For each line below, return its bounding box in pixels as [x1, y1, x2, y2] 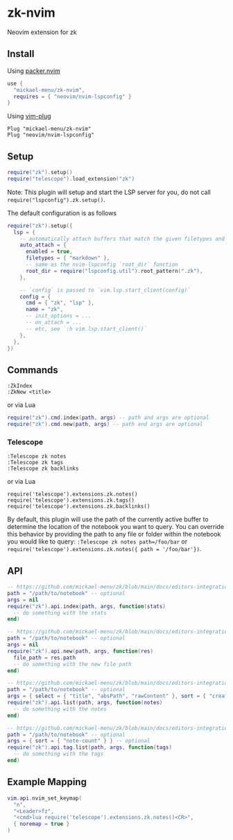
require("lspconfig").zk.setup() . [7, 195, 105, 203]
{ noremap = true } [13, 821, 70, 827]
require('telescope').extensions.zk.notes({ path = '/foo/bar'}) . [7, 545, 202, 553]
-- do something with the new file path [13, 660, 132, 667]
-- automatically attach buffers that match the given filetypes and [19, 235, 225, 242]
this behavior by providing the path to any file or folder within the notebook [7, 530, 221, 539]
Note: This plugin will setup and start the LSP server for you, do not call [7, 188, 212, 196]
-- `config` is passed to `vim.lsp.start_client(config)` [19, 287, 191, 294]
